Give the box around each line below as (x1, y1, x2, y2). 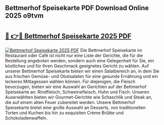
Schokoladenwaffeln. (5, 115, 48, 121)
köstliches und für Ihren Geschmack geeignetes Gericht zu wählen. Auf (5, 63, 149, 69)
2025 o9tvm (5, 12, 44, 20)
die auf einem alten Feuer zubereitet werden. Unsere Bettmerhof (5, 100, 136, 105)
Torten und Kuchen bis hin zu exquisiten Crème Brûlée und (5, 110, 124, 116)
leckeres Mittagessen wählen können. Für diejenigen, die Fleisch (5, 78, 136, 84)
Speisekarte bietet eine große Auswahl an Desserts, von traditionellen (5, 105, 146, 110)
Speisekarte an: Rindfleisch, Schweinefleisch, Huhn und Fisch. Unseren (5, 89, 149, 95)
